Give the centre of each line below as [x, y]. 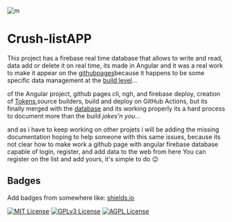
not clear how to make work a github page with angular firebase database [113, 144]
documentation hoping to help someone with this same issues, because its [114, 136]
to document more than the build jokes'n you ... [74, 116]
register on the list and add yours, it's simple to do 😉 [83, 159]
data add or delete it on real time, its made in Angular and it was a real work [115, 65]
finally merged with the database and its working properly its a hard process [116, 109]
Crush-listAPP [50, 39]
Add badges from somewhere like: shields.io [71, 198]
